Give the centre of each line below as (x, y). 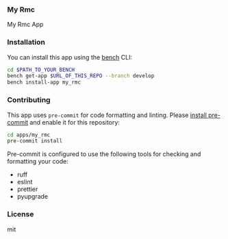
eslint (25, 182)
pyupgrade (33, 197)
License (21, 214)
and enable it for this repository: (75, 122)
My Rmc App (25, 25)
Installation (26, 42)
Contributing (29, 100)
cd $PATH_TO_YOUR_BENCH (41, 70)
